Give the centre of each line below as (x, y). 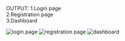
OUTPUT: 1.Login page (34, 8)
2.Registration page (30, 14)
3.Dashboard (22, 20)
